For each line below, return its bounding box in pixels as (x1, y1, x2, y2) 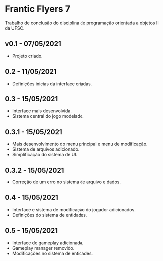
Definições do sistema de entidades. (12, 212, 87, 218)
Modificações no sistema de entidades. (12, 250, 93, 256)
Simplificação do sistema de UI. (12, 152, 78, 158)
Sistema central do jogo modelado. (12, 113, 84, 119)
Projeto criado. (12, 53, 43, 59)
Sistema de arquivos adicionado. (12, 146, 80, 152)
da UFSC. (5, 25, 25, 31)
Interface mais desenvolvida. (12, 108, 72, 114)
